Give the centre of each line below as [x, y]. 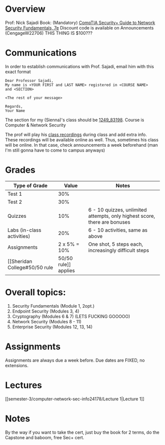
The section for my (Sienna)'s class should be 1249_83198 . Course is [75, 120]
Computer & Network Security [36, 125]
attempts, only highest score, [122, 216]
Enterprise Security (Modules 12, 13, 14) [52, 327]
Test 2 [15, 202]
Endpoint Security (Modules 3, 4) [46, 311]
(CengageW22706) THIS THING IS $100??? [49, 33]
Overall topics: [36, 292]
